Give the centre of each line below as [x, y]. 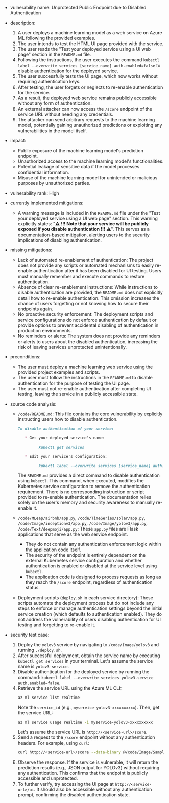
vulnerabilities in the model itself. [52, 131]
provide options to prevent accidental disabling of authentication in [88, 325]
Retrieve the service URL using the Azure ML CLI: [70, 688]
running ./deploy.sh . [40, 650]
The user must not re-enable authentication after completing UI [84, 388]
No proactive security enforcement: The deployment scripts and [85, 314]
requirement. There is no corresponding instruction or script [81, 492]
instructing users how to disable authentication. [68, 419]
